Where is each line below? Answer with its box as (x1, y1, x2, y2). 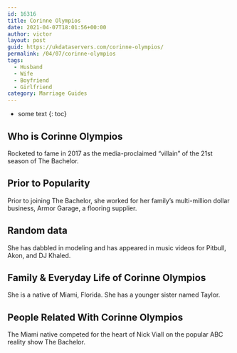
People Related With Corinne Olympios (7, 311, 184, 323)
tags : (7, 57, 23, 64)
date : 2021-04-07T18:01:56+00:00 (7, 24, 107, 31)
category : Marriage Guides (7, 90, 88, 97)
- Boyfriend (14, 76, 50, 84)
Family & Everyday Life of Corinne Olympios (7, 272, 206, 284)
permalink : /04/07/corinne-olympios (7, 51, 116, 58)
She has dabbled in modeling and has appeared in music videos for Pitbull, (7, 243, 226, 252)
